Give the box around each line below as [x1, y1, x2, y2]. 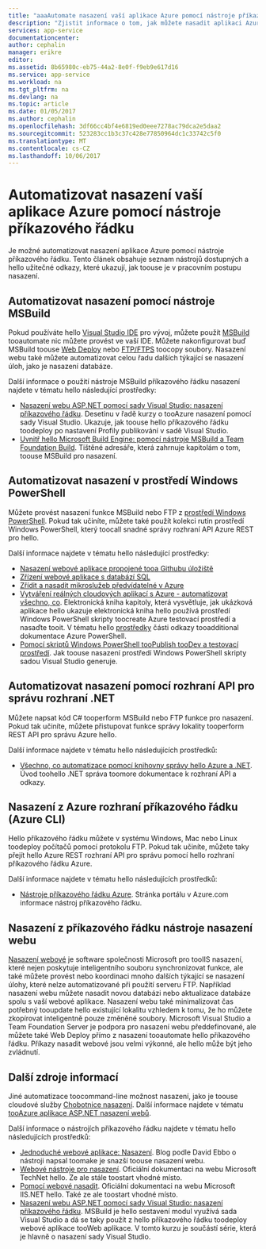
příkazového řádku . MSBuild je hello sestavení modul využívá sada [19, 1207, 237, 1216]
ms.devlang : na [8, 93, 59, 101]
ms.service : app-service [8, 71, 90, 79]
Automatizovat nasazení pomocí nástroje [8, 294, 215, 308]
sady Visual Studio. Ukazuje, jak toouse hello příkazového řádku [19, 417, 230, 427]
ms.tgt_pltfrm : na [8, 85, 69, 94]
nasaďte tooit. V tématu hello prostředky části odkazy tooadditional [19, 622, 239, 632]
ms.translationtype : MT [8, 136, 87, 145]
